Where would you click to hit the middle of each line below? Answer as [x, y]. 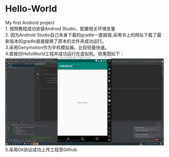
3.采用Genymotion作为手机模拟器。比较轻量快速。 [57, 47]
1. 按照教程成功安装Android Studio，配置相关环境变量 [60, 29]
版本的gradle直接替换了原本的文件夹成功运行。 [58, 41]
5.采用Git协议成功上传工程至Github [41, 150]
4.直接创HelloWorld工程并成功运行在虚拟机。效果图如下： [65, 54]
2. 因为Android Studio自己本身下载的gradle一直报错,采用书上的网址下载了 [81, 35]
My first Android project [30, 23]
